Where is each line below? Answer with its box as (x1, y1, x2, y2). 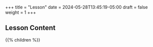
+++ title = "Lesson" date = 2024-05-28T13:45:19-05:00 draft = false (5, 4, 148, 10)
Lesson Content (5, 24, 56, 32)
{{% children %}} (5, 37, 41, 43)
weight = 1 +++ (5, 9, 36, 15)
